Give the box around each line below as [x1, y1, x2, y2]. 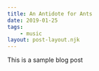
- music [20, 30, 42, 37]
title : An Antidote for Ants [7, 10, 93, 18]
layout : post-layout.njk [7, 37, 80, 44]
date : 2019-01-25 [7, 17, 58, 24]
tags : [7, 23, 23, 30]
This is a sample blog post [7, 56, 83, 64]
